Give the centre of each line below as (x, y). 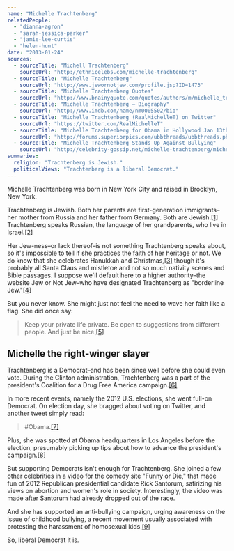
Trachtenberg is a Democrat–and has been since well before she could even (116, 371)
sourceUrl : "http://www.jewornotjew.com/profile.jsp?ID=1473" (112, 85)
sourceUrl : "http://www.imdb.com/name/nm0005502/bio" (99, 111)
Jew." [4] (19, 290)
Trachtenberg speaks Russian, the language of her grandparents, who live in (117, 224)
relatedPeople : (29, 20)
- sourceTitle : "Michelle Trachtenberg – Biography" (92, 104)
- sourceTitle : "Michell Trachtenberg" (71, 65)
